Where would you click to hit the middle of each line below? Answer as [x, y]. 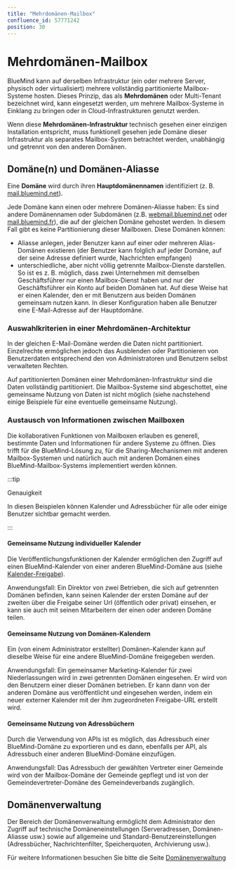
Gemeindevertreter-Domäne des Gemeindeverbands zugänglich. [101, 783]
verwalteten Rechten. [38, 366]
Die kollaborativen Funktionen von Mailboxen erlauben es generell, [103, 436]
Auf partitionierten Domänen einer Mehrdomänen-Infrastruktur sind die [110, 379]
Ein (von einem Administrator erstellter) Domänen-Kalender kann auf [106, 649]
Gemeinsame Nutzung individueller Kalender [74, 543]
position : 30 [26, 27]
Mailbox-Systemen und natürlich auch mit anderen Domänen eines [104, 458]
